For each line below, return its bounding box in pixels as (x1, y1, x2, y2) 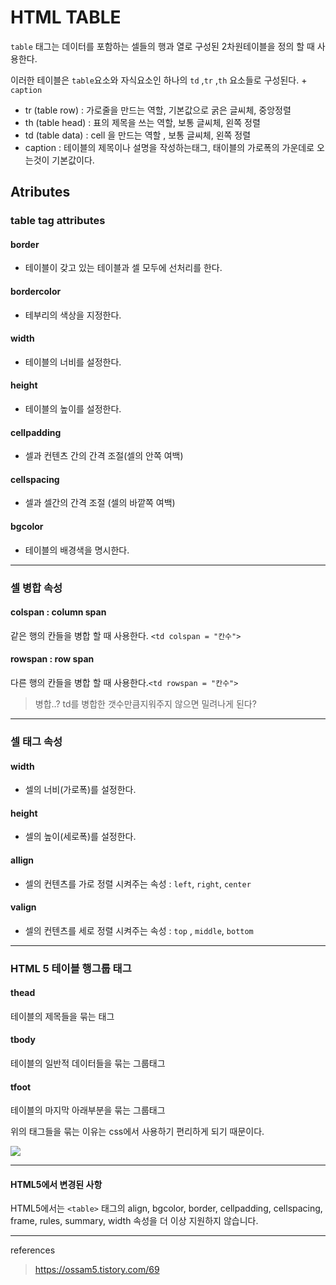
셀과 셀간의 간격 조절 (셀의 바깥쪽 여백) (24, 497, 176, 509)
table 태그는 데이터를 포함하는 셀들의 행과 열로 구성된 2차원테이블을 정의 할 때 (10, 40, 315, 52)
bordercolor (10, 286, 62, 298)
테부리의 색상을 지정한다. (24, 309, 122, 321)
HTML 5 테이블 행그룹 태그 (10, 961, 132, 975)
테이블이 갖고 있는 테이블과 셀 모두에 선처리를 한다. (24, 262, 223, 274)
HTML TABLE (10, 6, 122, 29)
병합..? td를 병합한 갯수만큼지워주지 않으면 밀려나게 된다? (34, 698, 257, 710)
